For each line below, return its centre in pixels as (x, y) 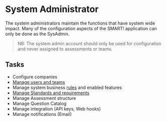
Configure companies (35, 77)
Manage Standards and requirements (51, 93)
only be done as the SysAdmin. (37, 34)
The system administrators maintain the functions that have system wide (80, 23)
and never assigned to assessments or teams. (65, 49)
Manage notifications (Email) (42, 114)
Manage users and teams (39, 82)
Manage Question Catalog (39, 103)
